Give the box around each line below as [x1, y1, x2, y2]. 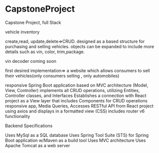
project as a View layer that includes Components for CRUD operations [5, 97, 148, 103]
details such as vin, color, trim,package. [5, 49, 85, 55]
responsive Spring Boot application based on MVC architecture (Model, [5, 82, 148, 88]
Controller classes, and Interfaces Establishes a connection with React [5, 93, 147, 98]
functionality [5, 113, 30, 119]
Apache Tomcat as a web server [5, 142, 70, 148]
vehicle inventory [5, 29, 40, 35]
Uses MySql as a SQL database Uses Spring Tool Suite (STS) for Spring [5, 132, 149, 138]
